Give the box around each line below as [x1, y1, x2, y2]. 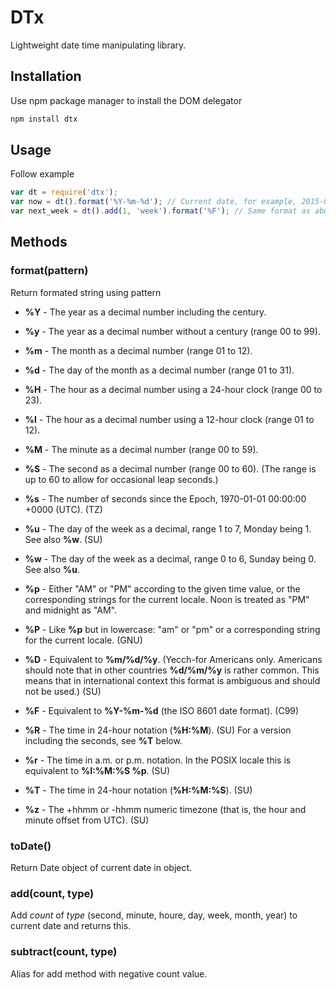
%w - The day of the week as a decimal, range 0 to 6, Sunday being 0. [24, 552, 317, 565]
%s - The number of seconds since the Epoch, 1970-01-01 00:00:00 [24, 492, 307, 505]
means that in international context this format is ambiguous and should [24, 674, 321, 686]
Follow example [10, 168, 75, 180]
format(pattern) [10, 264, 89, 278]
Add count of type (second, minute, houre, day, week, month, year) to [10, 909, 298, 921]
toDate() [10, 839, 52, 853]
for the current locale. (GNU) [24, 634, 143, 646]
